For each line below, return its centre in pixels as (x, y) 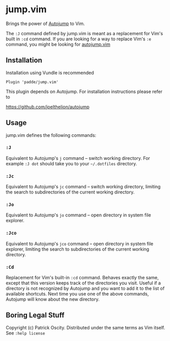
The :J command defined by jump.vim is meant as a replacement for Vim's (84, 33)
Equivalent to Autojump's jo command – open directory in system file (78, 215)
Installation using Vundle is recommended (50, 72)
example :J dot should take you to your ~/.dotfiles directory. (71, 163)
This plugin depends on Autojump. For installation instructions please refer (84, 91)
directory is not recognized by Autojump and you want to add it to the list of (85, 288)
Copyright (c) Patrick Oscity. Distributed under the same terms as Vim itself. (86, 327)
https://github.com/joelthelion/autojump (48, 107)
